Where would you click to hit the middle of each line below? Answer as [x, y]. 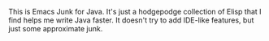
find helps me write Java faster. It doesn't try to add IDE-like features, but [131, 20]
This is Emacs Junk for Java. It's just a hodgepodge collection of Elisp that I [135, 12]
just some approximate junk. [56, 29]
